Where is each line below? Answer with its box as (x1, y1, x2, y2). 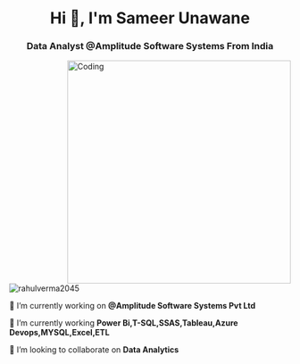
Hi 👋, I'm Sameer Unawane (50, 8, 250, 29)
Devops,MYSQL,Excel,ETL (9, 327, 110, 338)
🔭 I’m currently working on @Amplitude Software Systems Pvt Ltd (9, 301, 256, 311)
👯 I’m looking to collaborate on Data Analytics (9, 344, 179, 355)
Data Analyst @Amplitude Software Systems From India (26, 40, 274, 53)
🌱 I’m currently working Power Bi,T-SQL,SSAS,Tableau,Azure (9, 318, 238, 328)
